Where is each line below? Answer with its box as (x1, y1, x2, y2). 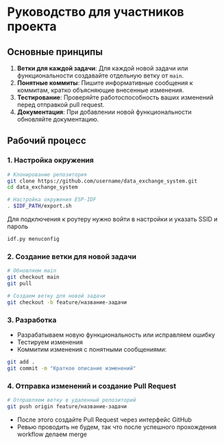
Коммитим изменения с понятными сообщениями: (16, 345, 167, 353)
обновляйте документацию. (16, 115, 99, 123)
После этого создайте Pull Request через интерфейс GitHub (16, 416, 192, 424)
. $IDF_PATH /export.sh (7, 203, 72, 210)
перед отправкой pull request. (16, 101, 105, 108)
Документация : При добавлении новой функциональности (16, 108, 192, 116)
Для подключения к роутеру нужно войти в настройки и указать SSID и (7, 215, 218, 224)
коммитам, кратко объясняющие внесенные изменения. (16, 86, 184, 94)
